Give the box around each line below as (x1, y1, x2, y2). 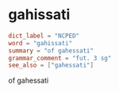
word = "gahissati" (8, 39, 73, 47)
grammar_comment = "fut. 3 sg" (8, 54, 112, 62)
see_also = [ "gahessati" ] (8, 61, 94, 69)
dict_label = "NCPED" (8, 32, 80, 40)
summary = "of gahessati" (8, 46, 94, 55)
